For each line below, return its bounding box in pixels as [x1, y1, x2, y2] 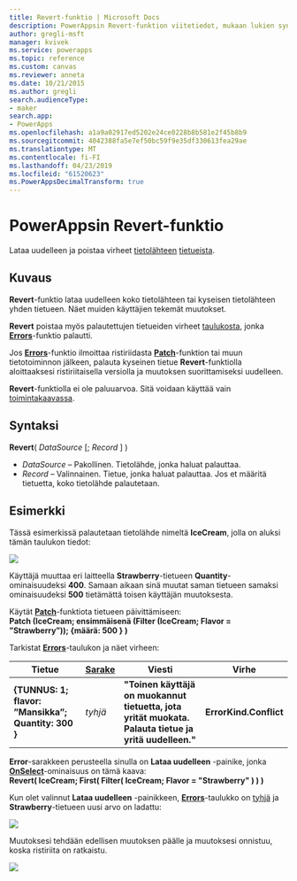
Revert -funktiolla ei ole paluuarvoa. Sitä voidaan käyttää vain [9, 383, 232, 394]
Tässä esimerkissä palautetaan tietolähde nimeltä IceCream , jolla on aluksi [9, 527, 281, 537]
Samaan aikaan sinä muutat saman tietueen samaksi [88, 579, 278, 590]
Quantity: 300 [13, 716, 73, 729]
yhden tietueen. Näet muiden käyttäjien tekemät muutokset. [9, 303, 227, 314]
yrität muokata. [123, 711, 190, 723]
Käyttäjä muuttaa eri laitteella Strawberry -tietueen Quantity [9, 570, 228, 581]
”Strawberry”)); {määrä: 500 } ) [9, 625, 128, 636]
